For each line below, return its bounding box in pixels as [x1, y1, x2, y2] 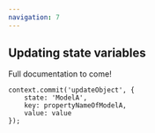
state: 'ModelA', [24, 93, 88, 102]
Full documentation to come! [8, 69, 112, 79]
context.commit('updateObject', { [8, 85, 136, 95]
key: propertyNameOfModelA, [24, 101, 127, 110]
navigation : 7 [8, 12, 61, 22]
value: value [24, 109, 72, 118]
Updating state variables [8, 46, 146, 61]
